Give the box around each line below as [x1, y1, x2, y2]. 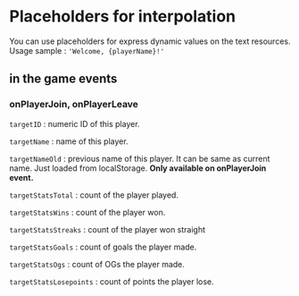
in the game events [9, 72, 118, 87]
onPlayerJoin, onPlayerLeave [9, 98, 138, 111]
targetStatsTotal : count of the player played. [9, 190, 179, 200]
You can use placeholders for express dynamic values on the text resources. [9, 36, 291, 47]
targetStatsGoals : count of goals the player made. [9, 241, 197, 252]
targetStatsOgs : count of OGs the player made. [9, 258, 186, 269]
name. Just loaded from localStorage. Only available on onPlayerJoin [9, 163, 267, 173]
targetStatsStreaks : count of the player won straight [9, 224, 206, 234]
